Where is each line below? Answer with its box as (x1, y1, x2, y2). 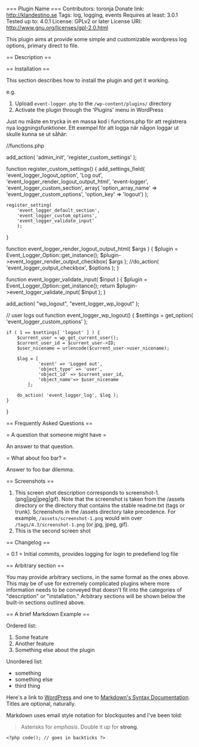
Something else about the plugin (14, 647, 95, 653)
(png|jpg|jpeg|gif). (14, 495, 60, 503)
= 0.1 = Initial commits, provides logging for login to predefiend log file (6, 550, 178, 558)
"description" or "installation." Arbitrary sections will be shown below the (6, 593, 186, 599)
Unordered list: (6, 658, 43, 665)
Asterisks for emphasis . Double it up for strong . (20, 723, 139, 730)
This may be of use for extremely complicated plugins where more (6, 580, 170, 587)
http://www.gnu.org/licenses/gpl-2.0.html (6, 24, 109, 31)
